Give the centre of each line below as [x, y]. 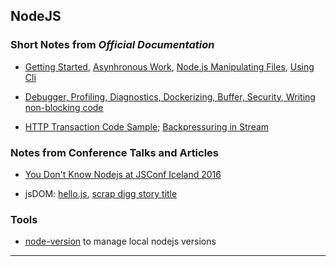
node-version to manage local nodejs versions [120, 241]
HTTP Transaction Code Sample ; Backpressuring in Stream [147, 126]
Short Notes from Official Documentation [112, 45]
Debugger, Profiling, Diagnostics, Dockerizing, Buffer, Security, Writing [170, 96]
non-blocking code [64, 107]
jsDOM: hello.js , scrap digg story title [101, 193]
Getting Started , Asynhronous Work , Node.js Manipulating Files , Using [169, 66]
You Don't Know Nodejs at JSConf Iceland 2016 [123, 174]
